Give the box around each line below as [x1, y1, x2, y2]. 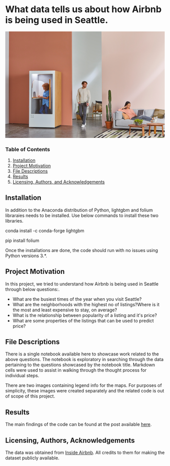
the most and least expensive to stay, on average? [12, 307, 117, 313]
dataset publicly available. [5, 455, 60, 461]
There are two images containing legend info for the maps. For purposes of [5, 382, 162, 388]
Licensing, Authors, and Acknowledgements [12, 178, 105, 185]
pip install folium [5, 237, 39, 243]
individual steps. [5, 373, 39, 379]
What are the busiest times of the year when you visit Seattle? [12, 296, 142, 302]
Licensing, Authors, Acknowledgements [5, 436, 135, 445]
